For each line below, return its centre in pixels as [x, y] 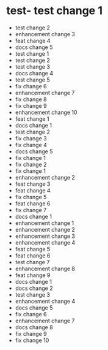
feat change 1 [32, 119]
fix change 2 [31, 164]
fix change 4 [31, 145]
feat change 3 [33, 184]
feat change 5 [33, 249]
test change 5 [32, 80]
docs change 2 [34, 288]
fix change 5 [31, 197]
